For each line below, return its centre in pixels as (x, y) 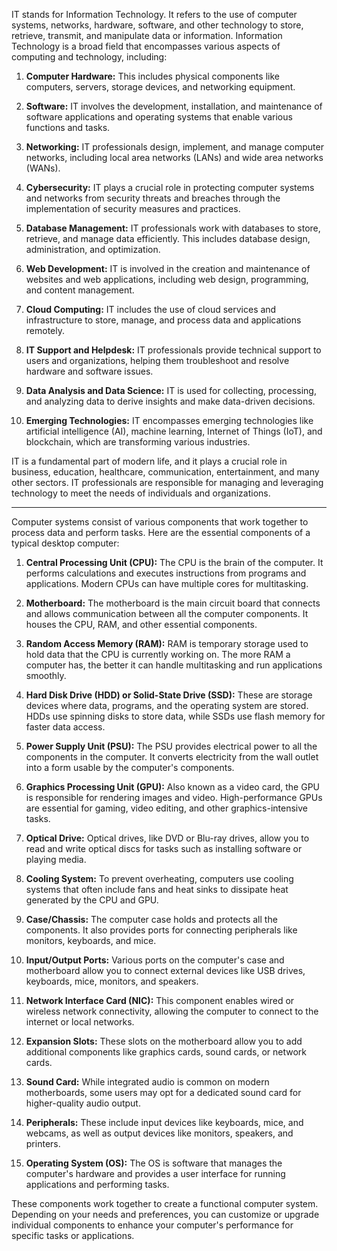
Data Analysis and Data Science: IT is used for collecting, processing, (171, 390)
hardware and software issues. (89, 371)
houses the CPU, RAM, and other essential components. (141, 624)
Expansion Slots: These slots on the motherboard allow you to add (164, 1041)
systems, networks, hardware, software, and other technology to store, (157, 25)
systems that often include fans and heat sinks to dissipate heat (157, 889)
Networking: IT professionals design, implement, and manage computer (174, 147)
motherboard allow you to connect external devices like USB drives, (165, 970)
